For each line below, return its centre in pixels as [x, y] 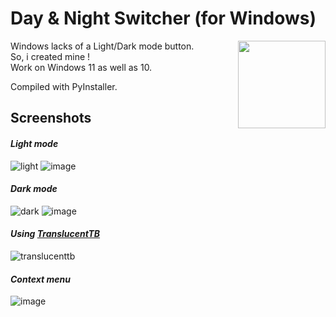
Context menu [40, 279]
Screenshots [51, 118]
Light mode [34, 143]
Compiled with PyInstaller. [64, 86]
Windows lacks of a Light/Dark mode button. [102, 46]
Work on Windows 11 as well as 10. [81, 67]
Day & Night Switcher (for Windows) [163, 18]
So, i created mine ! [50, 56]
